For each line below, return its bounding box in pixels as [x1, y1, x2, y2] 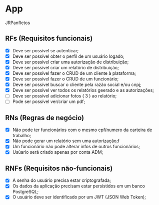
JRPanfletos [5, 20, 30, 26]
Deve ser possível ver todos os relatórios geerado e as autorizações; [12, 87, 154, 93]
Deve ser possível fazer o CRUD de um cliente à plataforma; [12, 70, 136, 76]
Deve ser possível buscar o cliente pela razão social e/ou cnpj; [12, 81, 141, 88]
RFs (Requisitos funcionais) [5, 34, 93, 43]
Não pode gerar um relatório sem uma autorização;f [12, 138, 120, 144]
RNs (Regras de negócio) [5, 114, 84, 122]
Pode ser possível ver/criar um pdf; [12, 98, 85, 105]
